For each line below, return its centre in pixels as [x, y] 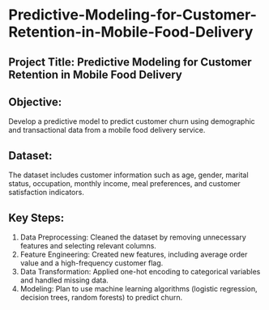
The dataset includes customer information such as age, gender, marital [128, 175]
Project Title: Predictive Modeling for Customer [130, 62]
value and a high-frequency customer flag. [92, 263]
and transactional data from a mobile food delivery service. [107, 130]
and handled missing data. [64, 280]
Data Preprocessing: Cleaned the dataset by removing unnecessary [133, 237]
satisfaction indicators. [47, 193]
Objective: [35, 102]
